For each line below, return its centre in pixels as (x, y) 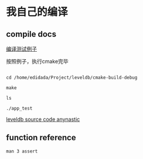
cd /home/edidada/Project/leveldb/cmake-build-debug (72, 77)
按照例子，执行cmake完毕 (37, 61)
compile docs (31, 34)
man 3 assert (22, 151)
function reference (41, 138)
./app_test (19, 109)
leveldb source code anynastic (43, 119)
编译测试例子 (21, 49)
